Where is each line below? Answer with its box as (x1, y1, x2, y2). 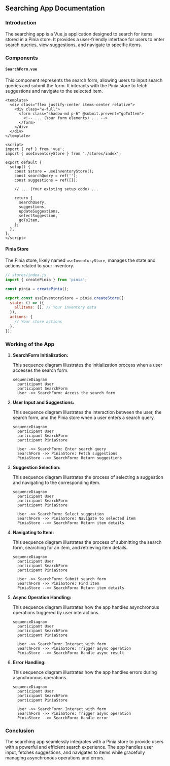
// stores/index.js (5, 272, 47, 278)
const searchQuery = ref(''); (14, 173, 79, 178)
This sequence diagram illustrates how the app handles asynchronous (12, 604, 160, 610)
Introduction (5, 19, 37, 26)
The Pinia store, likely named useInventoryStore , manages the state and (5, 257, 156, 263)
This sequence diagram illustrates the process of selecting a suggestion (12, 474, 164, 480)
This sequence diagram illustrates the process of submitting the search (12, 539, 162, 545)
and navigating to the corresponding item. (12, 479, 100, 485)
